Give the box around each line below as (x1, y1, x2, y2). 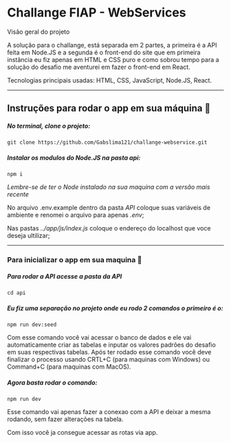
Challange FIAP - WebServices (7, 5, 187, 21)
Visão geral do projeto (7, 28, 70, 36)
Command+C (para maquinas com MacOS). (7, 363, 131, 371)
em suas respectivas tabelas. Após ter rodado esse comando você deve (7, 348, 212, 356)
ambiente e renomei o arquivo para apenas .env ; (7, 211, 144, 219)
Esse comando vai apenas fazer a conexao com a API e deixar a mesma (7, 408, 211, 416)
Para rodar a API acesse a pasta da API (7, 272, 122, 280)
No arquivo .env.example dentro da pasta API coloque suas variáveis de (7, 204, 211, 212)
